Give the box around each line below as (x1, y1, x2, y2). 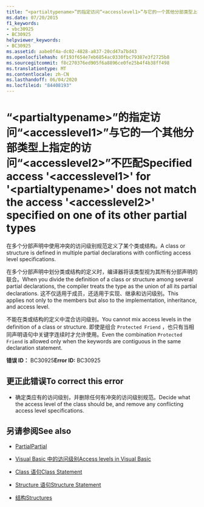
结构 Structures (15, 494, 53, 501)
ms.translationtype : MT (6, 65, 67, 72)
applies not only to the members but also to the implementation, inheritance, (6, 296, 197, 304)
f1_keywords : (6, 20, 39, 26)
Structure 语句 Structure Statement (15, 481, 101, 488)
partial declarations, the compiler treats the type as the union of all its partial (6, 282, 197, 290)
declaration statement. (6, 344, 63, 351)
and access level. (6, 302, 50, 310)
